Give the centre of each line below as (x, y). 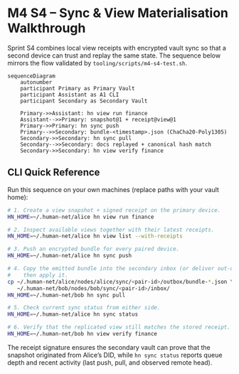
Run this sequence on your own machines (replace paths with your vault (113, 189)
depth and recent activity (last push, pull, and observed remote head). (110, 362)
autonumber (36, 82)
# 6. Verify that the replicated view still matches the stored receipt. (119, 327)
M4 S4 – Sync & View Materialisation (118, 13)
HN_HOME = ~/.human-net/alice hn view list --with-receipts (95, 236)
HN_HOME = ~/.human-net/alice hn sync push (70, 256)
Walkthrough (47, 28)
